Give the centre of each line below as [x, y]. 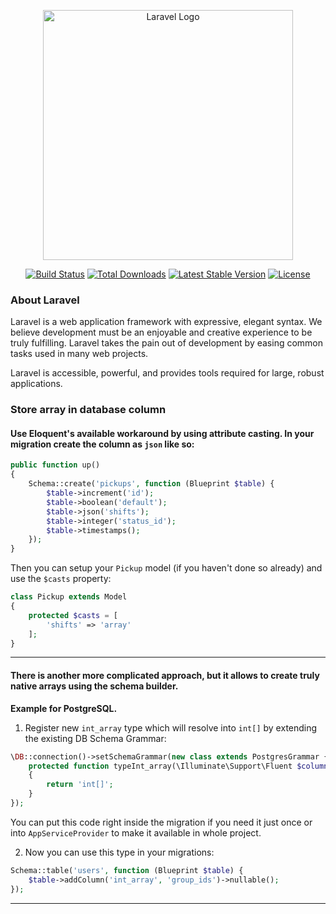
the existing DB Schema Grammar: [95, 738]
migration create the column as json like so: [102, 444]
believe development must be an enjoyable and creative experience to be [161, 332]
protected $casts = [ [73, 615]
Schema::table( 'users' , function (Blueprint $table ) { [127, 870]
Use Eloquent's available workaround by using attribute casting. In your [162, 433]
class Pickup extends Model [69, 597]
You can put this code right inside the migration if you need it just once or [161, 822]
